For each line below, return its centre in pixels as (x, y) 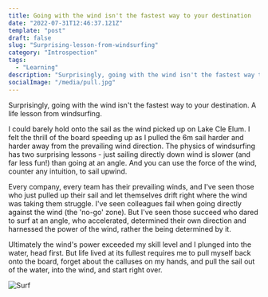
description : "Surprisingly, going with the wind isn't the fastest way (132, 75)
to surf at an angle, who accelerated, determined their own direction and (127, 221)
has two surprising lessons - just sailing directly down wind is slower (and (130, 154)
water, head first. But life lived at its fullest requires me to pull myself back (130, 252)
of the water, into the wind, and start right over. (85, 270)
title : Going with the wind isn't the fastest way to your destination (130, 16)
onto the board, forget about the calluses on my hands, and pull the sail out (132, 261)
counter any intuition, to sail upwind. (68, 171)
